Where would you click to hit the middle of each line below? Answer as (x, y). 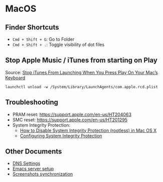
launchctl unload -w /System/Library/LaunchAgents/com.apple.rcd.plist (81, 87)
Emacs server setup (33, 169)
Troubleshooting (32, 103)
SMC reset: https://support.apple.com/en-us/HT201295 (70, 120)
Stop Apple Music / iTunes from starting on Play (81, 60)
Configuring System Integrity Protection (61, 135)
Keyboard (15, 78)
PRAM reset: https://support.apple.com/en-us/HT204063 (72, 114)
